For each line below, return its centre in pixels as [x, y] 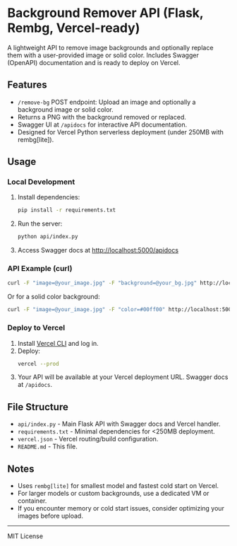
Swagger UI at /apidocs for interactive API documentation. [102, 124]
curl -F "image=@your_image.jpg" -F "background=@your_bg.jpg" [102, 283]
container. [32, 501]
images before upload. [50, 516]
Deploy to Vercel [36, 328]
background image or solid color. [66, 109]
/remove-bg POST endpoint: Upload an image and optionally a [107, 102]
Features [27, 85]
